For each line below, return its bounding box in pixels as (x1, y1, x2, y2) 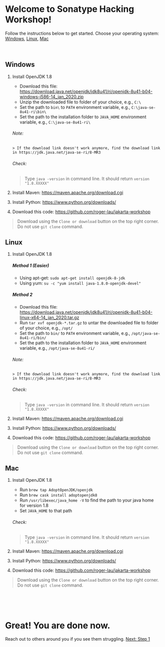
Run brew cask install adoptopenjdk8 (19, 492, 98, 498)
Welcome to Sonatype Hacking (5, 3, 134, 15)
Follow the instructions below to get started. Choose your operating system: (5, 30, 159, 36)
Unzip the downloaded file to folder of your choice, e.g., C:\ (19, 99, 141, 105)
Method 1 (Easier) (12, 262, 49, 268)
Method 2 (12, 291, 33, 297)
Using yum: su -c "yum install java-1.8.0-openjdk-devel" (19, 280, 141, 286)
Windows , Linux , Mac (5, 36, 49, 42)
